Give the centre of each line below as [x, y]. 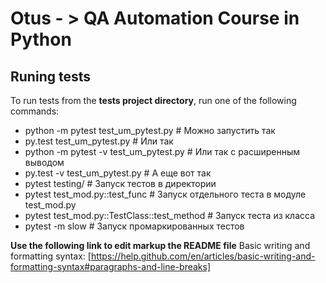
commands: [35, 111]
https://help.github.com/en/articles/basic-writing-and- [203, 256]
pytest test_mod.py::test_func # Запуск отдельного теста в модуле [165, 194]
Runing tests [50, 76]
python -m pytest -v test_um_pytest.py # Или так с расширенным [162, 151]
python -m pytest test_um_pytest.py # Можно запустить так [150, 130]
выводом [44, 162]
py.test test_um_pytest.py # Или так [99, 141]
